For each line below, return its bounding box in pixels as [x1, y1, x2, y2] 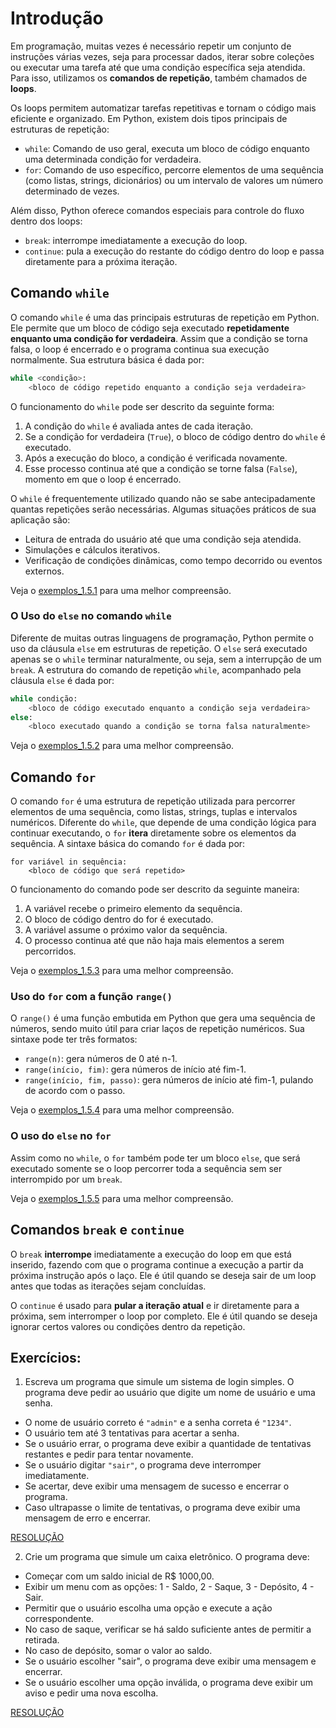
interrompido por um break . [10, 1173, 123, 1185]
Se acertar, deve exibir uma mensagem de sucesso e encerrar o [24, 1480, 290, 1492]
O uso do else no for [10, 1129, 112, 1143]
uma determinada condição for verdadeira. [24, 153, 202, 165]
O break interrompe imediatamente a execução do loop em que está [10, 1248, 292, 1260]
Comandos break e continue [10, 1222, 185, 1239]
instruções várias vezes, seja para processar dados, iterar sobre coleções [10, 50, 315, 62]
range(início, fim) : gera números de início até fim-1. [24, 1063, 247, 1076]
